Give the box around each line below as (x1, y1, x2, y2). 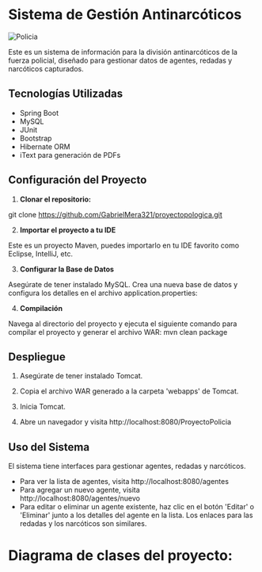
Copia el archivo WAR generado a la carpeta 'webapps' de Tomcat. (19, 386, 239, 396)
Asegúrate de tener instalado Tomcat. (19, 371, 143, 381)
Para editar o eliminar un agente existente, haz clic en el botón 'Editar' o (19, 502, 255, 512)
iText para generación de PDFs (19, 150, 121, 159)
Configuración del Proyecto (8, 173, 147, 187)
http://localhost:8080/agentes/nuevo (19, 493, 141, 503)
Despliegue (8, 350, 66, 363)
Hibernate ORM (19, 141, 70, 152)
